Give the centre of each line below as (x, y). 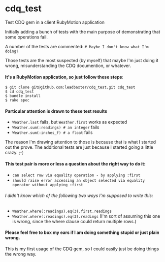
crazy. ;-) (14, 153)
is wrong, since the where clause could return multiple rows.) (74, 221)
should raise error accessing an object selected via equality (79, 180)
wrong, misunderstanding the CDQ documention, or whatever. (68, 65)
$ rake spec (17, 100)
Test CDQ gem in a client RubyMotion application (55, 22)
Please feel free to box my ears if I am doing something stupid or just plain (82, 232)
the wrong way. (21, 254)
